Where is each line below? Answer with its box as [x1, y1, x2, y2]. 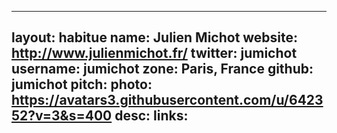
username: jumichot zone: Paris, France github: [11, 61, 314, 78]
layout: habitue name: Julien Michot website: [11, 29, 299, 46]
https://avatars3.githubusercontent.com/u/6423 [11, 92, 324, 109]
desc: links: [114, 107, 189, 125]
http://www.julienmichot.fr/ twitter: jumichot [11, 45, 298, 62]
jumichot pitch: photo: [11, 76, 153, 93]
